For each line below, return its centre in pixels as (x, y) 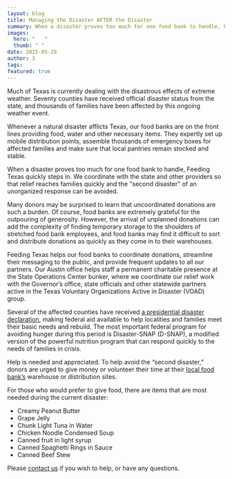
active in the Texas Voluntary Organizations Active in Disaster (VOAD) (106, 291)
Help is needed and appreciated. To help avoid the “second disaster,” (106, 362)
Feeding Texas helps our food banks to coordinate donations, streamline (110, 254)
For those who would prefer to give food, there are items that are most (107, 390)
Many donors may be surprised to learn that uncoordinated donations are (112, 204)
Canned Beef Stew (44, 454)
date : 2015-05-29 (32, 52)
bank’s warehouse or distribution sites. (62, 376)
